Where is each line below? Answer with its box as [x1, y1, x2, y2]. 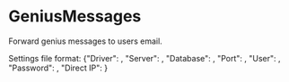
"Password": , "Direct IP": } [8, 62, 109, 73]
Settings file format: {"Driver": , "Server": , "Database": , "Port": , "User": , [8, 53, 281, 63]
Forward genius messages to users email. [8, 36, 162, 46]
